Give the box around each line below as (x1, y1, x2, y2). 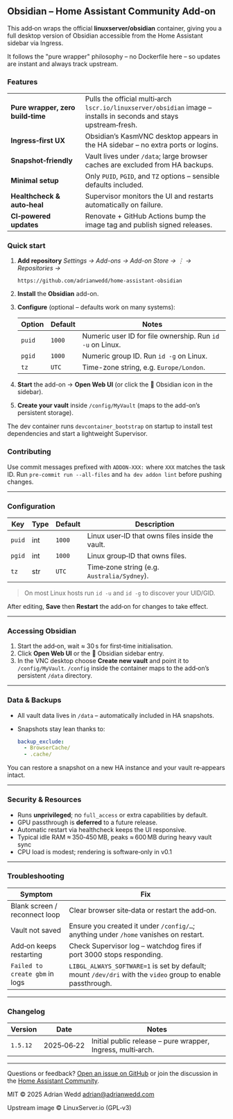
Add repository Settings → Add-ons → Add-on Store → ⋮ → (17, 256, 192, 265)
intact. (7, 771, 26, 779)
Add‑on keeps (10, 941, 57, 951)
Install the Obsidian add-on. (17, 290, 99, 298)
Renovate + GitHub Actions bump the (85, 211, 206, 221)
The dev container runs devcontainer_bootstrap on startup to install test (7, 422, 213, 430)
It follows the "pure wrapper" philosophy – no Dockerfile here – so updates (7, 52, 221, 60)
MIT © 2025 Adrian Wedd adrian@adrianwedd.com (7, 1091, 155, 1099)
